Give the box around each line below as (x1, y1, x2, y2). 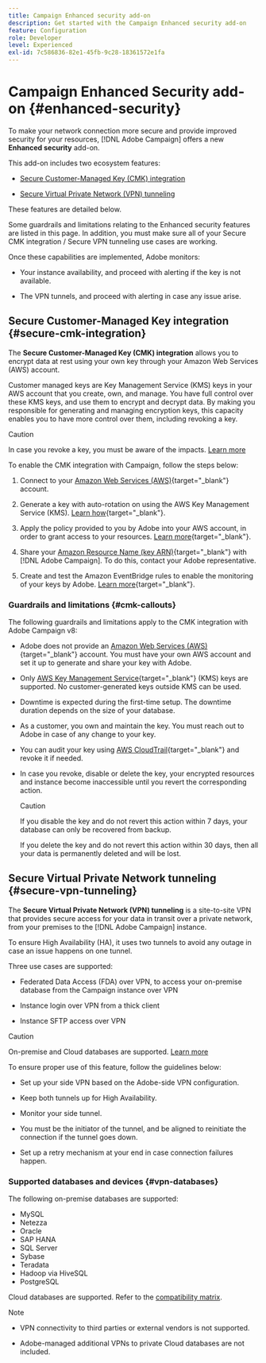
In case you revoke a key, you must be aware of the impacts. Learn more (8, 444, 246, 454)
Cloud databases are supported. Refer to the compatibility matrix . (8, 1292, 222, 1302)
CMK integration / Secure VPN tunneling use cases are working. (8, 236, 218, 246)
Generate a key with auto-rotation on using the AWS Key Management (19, 499, 250, 509)
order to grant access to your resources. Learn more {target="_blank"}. (19, 532, 252, 541)
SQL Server (19, 1243, 58, 1253)
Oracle (19, 1226, 42, 1236)
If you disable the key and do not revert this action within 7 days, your (19, 816, 248, 827)
